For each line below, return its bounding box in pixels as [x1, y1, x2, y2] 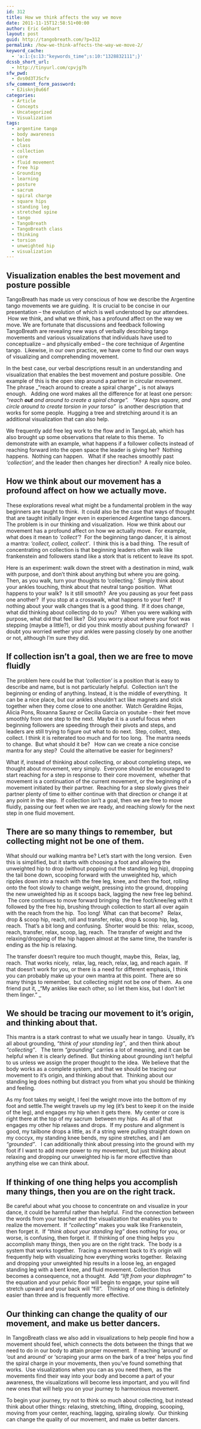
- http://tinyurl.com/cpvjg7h [11, 64, 87, 71]
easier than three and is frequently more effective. [6, 1292, 130, 1299]
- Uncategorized [11, 109, 52, 115]
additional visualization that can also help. [6, 416, 109, 423]
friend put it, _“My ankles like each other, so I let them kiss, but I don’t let [6, 984, 185, 992]
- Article [11, 98, 36, 104]
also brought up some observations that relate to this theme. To [6, 434, 165, 441]
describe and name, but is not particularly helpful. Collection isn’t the [6, 683, 178, 690]
